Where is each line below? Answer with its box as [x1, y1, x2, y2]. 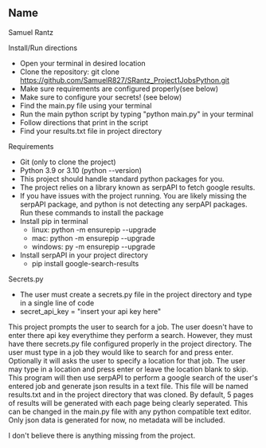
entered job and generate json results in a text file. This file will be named [8, 381, 248, 391]
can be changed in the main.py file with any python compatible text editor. [8, 407, 252, 416]
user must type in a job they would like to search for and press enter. [8, 347, 233, 357]
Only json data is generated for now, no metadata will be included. [8, 415, 225, 425]
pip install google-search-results [31, 258, 139, 268]
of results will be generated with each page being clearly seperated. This [8, 398, 248, 407]
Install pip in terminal [19, 216, 88, 226]
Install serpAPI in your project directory [19, 250, 149, 260]
